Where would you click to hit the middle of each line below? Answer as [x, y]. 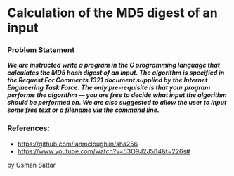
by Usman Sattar [32, 165]
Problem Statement [41, 50]
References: [29, 128]
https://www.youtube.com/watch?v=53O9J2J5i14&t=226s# [104, 151]
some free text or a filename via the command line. [83, 110]
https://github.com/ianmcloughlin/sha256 [78, 144]
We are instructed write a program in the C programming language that [113, 65]
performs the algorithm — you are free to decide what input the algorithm [117, 95]
